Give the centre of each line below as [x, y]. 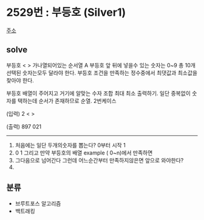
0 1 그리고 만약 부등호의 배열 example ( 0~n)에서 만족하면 [84, 153]
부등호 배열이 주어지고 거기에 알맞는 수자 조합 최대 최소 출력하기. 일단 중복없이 [99, 93]
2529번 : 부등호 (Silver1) [66, 12]
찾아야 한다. [20, 80]
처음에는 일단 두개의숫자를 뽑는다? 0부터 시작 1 [70, 145]
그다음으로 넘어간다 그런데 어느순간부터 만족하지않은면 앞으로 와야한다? [99, 160]
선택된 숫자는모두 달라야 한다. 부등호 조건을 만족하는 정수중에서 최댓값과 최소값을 [102, 73]
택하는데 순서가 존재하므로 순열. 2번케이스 [67, 101]
